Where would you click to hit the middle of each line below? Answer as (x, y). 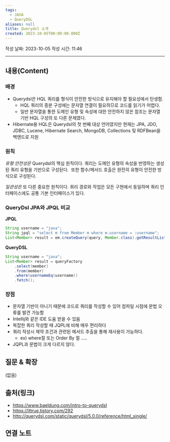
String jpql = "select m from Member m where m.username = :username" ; (82, 233)
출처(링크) (20, 392)
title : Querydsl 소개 (27, 29)
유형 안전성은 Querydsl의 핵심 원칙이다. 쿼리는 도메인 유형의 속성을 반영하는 (80, 163)
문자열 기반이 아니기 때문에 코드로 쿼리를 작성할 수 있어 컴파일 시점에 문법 (85, 306)
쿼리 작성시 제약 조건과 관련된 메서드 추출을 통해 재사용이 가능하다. (78, 332)
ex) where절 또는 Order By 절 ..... (54, 338)
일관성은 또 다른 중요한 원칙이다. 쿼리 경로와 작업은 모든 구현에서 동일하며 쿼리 (82, 186)
